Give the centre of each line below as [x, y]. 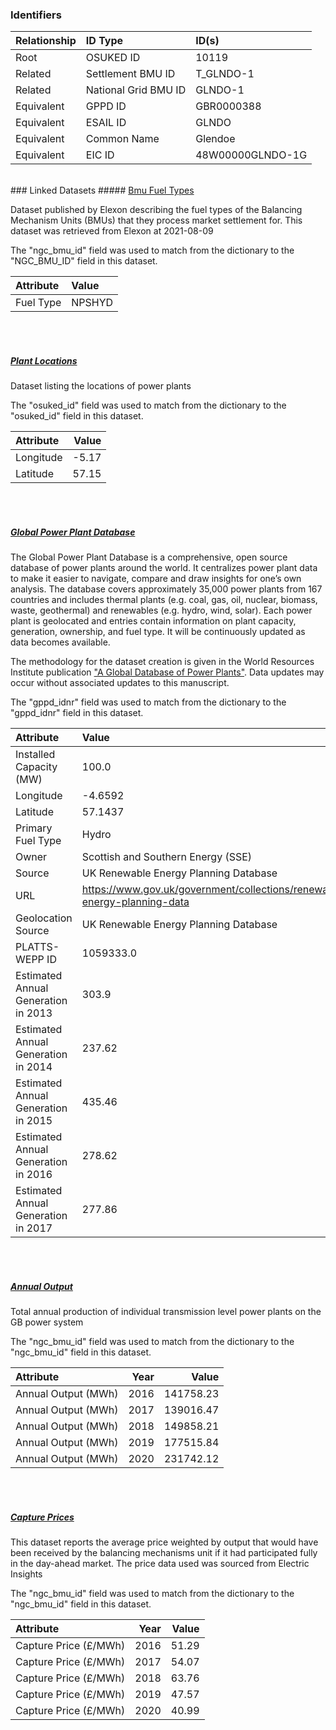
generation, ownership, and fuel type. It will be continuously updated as [158, 632]
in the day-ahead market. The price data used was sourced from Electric [160, 1564]
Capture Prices [42, 1517]
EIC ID [100, 155]
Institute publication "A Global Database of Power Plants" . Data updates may [167, 672]
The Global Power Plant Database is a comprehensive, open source [149, 557]
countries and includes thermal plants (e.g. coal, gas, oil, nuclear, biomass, [164, 600]
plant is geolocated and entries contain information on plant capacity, [153, 621]
